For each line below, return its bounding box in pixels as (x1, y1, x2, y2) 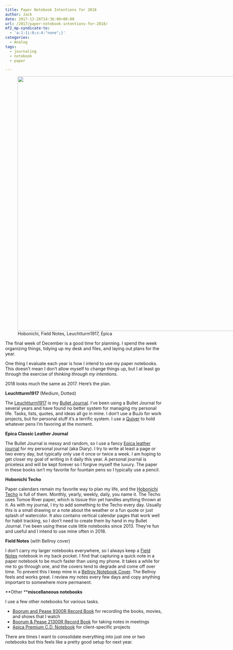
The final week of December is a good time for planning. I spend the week (5, 340, 157, 346)
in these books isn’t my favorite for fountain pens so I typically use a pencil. (5, 467, 160, 473)
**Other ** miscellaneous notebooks (5, 589, 83, 595)
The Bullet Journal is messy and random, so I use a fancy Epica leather (5, 441, 151, 447)
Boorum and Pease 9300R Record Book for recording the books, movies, (12, 608, 162, 614)
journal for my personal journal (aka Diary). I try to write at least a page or (5, 446, 156, 452)
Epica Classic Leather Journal (5, 431, 68, 437)
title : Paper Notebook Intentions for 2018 (5, 7, 97, 12)
